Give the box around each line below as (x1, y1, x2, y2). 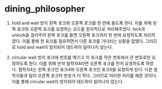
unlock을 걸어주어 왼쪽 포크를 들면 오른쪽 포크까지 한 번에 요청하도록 (11, 32, 142, 38)
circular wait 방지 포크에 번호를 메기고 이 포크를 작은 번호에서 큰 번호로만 (11, 54, 151, 60)
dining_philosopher (4, 3, 85, 15)
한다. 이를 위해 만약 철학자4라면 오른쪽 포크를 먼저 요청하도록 (28, 60, 145, 66)
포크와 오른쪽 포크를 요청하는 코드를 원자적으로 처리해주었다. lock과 (17, 26, 145, 32)
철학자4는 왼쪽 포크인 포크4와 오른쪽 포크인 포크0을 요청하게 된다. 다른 (18, 66, 153, 72)
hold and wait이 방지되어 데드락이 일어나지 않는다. (17, 44, 113, 50)
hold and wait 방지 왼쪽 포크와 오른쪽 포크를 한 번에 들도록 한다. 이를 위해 (11, 20, 152, 26)
